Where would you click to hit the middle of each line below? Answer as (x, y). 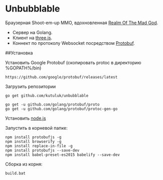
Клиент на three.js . (32, 38)
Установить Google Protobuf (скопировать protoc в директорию (73, 62)
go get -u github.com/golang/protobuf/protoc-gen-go (61, 109)
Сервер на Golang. (32, 32)
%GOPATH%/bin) (23, 68)
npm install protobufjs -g (33, 137)
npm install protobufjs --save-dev (42, 150)
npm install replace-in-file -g (39, 146)
